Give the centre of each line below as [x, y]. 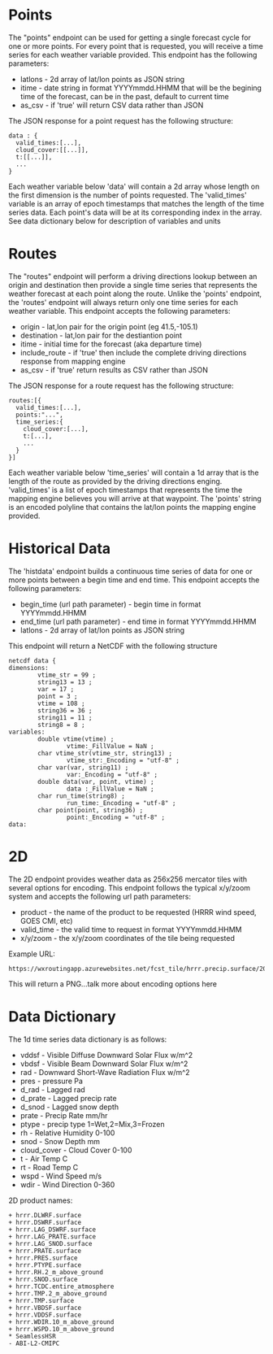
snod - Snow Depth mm [60, 1141]
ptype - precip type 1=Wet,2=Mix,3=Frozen [92, 1124]
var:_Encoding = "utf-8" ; [112, 774]
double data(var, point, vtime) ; [96, 781]
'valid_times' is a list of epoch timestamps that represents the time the [126, 490]
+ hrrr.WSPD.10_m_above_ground [61, 1329]
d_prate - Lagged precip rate [68, 1098]
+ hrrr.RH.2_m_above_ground [56, 1272]
